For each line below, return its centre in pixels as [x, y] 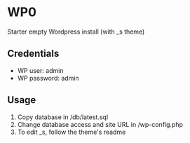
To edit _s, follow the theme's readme [72, 132]
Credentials [33, 54]
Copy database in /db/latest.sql [63, 117]
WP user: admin [40, 70]
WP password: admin [48, 78]
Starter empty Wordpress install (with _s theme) [76, 32]
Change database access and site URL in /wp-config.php [100, 124]
